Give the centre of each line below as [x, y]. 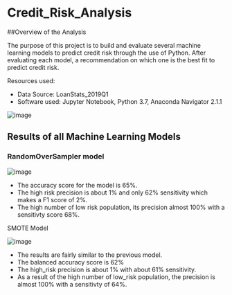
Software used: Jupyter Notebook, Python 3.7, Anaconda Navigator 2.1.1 [119, 101]
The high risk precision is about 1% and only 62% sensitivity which [113, 193]
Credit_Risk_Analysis [70, 13]
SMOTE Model [28, 228]
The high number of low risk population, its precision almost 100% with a [121, 207]
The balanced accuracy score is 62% [71, 262]
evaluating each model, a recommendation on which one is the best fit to [111, 60]
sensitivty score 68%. [48, 214]
